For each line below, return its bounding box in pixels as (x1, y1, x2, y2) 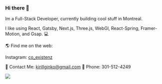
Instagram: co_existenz (5, 54, 53, 60)
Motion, (5, 31, 21, 37)
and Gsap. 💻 (21, 31, 49, 37)
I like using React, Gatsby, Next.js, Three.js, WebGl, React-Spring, (5, 25, 140, 31)
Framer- (140, 25, 158, 31)
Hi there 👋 (5, 4, 30, 11)
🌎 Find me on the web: (5, 43, 53, 49)
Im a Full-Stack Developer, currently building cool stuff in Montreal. (5, 16, 143, 22)
